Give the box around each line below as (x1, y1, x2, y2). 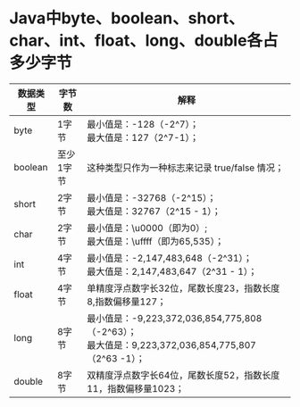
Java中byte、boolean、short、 (9, 8, 245, 29)
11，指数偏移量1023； (86, 382, 185, 395)
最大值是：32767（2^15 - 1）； (86, 204, 221, 217)
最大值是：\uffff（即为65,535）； (86, 235, 225, 247)
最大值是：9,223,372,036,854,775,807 (86, 338, 256, 351)
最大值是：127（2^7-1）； (86, 131, 199, 144)
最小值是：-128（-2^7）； (86, 118, 199, 130)
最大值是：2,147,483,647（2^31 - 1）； (86, 265, 257, 278)
